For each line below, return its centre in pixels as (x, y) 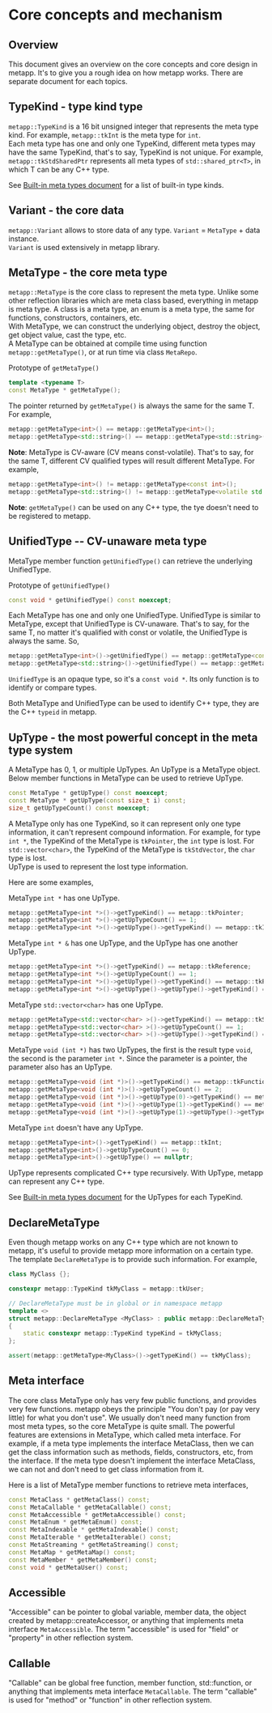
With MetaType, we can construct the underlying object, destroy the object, (134, 326)
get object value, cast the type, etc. (68, 335)
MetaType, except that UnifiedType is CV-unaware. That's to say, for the (129, 624)
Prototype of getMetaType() (54, 368)
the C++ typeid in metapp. (53, 712)
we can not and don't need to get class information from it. (106, 1469)
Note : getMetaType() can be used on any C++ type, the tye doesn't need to (134, 507)
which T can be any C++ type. (59, 169)
